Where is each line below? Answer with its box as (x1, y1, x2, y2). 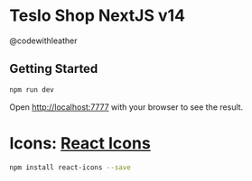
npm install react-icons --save (9, 163, 131, 172)
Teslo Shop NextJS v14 (9, 5, 185, 26)
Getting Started (9, 61, 98, 77)
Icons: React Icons (9, 132, 151, 153)
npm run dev (9, 85, 54, 95)
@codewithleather (9, 35, 78, 46)
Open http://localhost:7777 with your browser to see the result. (9, 101, 244, 113)
